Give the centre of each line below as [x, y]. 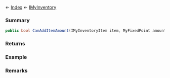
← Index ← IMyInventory [31, 7]
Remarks [16, 70]
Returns [15, 44]
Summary [18, 20]
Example [16, 57]
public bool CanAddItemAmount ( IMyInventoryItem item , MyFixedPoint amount [86, 31]
